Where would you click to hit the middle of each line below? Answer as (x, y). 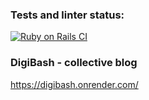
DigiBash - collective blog (74, 63)
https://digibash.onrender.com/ (74, 84)
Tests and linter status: (67, 15)
